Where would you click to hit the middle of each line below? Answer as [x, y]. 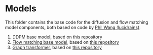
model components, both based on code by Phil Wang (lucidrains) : [73, 27]
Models [21, 9]
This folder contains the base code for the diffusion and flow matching [77, 22]
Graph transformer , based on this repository [57, 47]
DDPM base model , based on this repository [57, 37]
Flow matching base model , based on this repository [66, 42]
